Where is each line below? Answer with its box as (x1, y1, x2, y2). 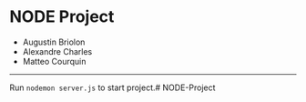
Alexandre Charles (22, 46, 93, 56)
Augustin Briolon (22, 36, 86, 47)
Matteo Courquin (22, 56, 87, 66)
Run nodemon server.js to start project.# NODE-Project (9, 82, 216, 93)
